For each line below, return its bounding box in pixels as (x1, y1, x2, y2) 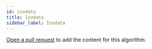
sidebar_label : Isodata (6, 20, 66, 26)
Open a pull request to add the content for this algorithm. (6, 36, 147, 44)
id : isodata (6, 8, 36, 15)
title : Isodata (6, 14, 44, 20)
